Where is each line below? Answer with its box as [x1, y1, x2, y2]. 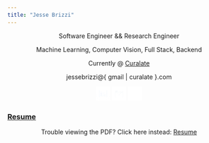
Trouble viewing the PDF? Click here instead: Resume [41, 128, 197, 136]
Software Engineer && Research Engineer [58, 32, 180, 40]
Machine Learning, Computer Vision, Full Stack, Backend [36, 45, 202, 54]
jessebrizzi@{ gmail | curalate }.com [66, 73, 172, 81]
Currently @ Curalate [88, 58, 150, 67]
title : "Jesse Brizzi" [7, 11, 74, 18]
